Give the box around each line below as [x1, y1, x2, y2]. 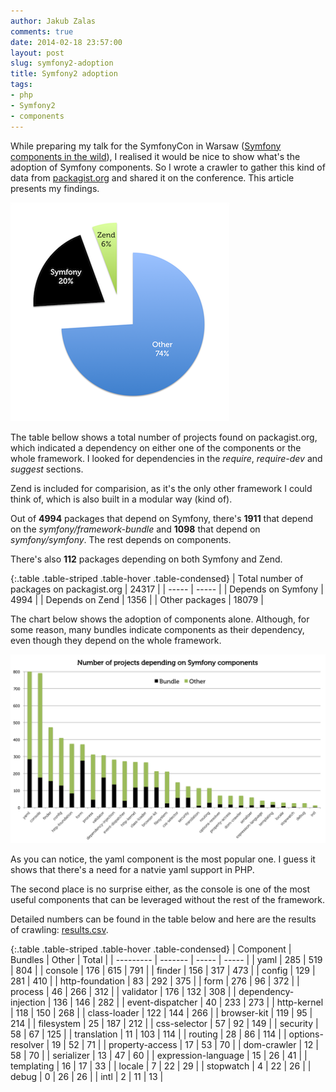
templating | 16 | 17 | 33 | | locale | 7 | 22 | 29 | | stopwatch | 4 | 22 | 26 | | [10, 1060, 312, 1072]
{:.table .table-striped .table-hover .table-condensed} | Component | [10, 943, 292, 955]
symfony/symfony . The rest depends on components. [10, 533, 232, 545]
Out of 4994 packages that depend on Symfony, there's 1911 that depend [10, 512, 314, 524]
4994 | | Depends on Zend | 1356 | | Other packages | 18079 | [10, 593, 264, 605]
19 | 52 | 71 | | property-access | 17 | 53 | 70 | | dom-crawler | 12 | [51, 1038, 319, 1050]
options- [288, 1028, 324, 1040]
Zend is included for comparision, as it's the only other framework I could [10, 482, 313, 494]
